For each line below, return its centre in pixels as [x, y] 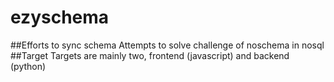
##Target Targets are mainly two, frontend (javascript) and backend [150, 55]
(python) [28, 66]
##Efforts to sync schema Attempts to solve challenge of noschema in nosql [167, 45]
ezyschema [60, 17]
